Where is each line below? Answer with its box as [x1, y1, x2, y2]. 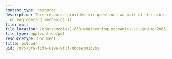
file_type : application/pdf [5, 31, 66, 36]
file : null [5, 22, 29, 27]
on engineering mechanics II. [10, 17, 74, 22]
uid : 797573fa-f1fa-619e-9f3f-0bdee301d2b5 [5, 46, 100, 51]
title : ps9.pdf [5, 41, 38, 46]
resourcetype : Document [5, 36, 56, 42]
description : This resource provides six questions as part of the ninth [5, 12, 166, 17]
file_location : [5, 27, 38, 32]
